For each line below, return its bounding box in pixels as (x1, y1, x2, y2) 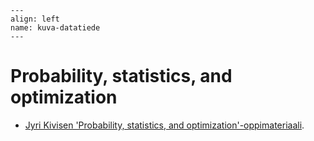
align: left (10, 14, 60, 24)
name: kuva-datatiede (10, 23, 101, 33)
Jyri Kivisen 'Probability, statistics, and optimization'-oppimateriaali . (24, 119, 305, 131)
